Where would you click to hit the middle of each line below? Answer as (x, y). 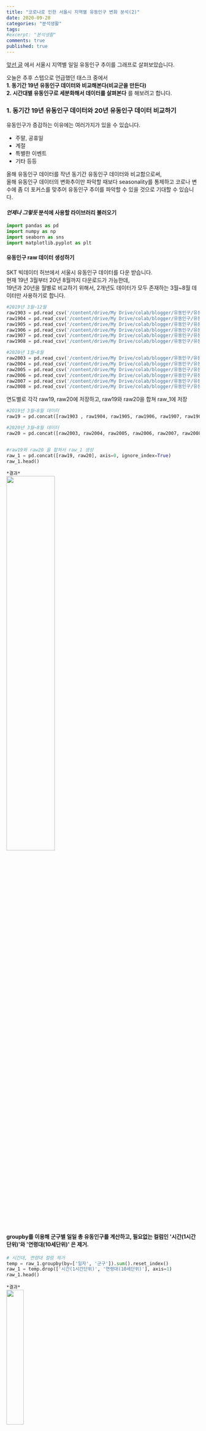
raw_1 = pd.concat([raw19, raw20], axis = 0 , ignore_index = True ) (89, 455)
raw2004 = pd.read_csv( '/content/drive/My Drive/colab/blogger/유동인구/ (100, 364)
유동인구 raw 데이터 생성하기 (40, 257)
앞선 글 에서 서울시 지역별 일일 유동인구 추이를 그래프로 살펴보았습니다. (90, 65)
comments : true (26, 41)
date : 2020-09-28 (29, 18)
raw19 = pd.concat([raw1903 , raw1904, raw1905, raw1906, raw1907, (94, 417)
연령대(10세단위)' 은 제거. (58, 1244)
